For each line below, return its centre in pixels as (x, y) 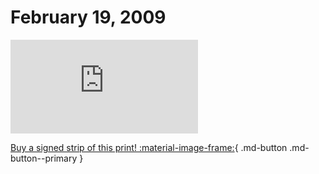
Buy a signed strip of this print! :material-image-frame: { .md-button (149, 147)
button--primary (44, 158)
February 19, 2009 (88, 17)
